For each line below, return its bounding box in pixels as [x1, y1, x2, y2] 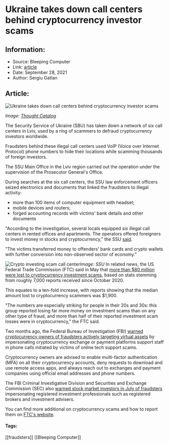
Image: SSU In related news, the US [80, 261, 154, 267]
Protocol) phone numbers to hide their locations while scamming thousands [5, 148, 163, 154]
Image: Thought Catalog [5, 112, 57, 118]
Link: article [12, 64, 37, 70]
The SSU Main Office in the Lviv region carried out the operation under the [5, 164, 160, 170]
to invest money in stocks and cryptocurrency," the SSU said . [5, 236, 133, 242]
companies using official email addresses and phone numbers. [5, 370, 136, 376]
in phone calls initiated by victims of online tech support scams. [5, 344, 138, 350]
